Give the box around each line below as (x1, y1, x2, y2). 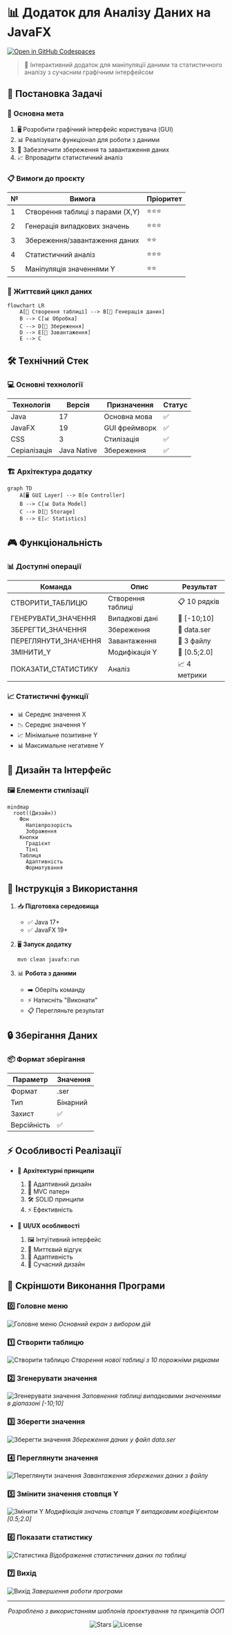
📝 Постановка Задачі (7, 88, 102, 100)
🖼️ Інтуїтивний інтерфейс (27, 1235, 101, 1244)
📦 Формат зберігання (7, 1054, 86, 1063)
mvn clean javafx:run (17, 956, 79, 963)
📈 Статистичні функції (7, 691, 88, 701)
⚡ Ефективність (27, 1205, 73, 1214)
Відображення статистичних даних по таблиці (49, 1550, 187, 1559)
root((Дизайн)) (13, 809, 57, 817)
